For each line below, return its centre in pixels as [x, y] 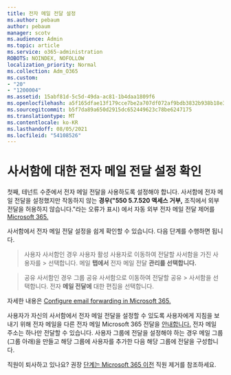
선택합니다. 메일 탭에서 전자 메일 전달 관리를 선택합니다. [122, 263]
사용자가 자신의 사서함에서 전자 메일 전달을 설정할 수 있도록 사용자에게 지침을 [110, 316]
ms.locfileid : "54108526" [44, 135]
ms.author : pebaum [33, 20]
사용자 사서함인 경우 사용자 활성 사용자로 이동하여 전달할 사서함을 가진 [118, 254]
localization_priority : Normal [52, 65]
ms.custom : [23, 78]
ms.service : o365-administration [55, 52]
